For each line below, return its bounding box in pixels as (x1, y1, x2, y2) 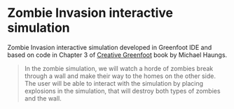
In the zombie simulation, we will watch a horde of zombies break (24, 64, 214, 72)
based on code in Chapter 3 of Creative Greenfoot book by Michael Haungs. (7, 51, 228, 59)
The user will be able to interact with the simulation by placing (24, 79, 204, 87)
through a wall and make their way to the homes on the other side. (24, 72, 216, 80)
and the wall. (24, 94, 62, 103)
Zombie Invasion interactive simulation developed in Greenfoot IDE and (7, 43, 212, 51)
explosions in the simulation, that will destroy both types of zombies (24, 86, 221, 95)
